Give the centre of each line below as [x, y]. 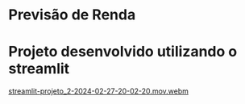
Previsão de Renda [72, 15]
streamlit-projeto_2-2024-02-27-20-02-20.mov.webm [99, 91]
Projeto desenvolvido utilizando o [123, 52]
